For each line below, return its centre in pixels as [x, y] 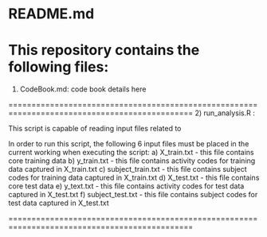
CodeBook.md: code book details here [83, 89]
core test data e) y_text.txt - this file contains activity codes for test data [126, 186]
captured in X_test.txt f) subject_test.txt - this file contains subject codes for [133, 195]
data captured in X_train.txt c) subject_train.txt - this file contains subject [128, 169]
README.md [51, 14]
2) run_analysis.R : [225, 113]
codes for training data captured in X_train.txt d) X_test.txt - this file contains [134, 178]
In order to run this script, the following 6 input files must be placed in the [129, 144]
